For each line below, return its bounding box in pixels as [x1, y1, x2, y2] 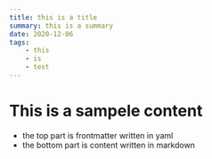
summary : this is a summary [9, 21, 114, 30]
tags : [9, 37, 29, 47]
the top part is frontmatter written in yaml [21, 130, 174, 140]
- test [25, 63, 50, 72]
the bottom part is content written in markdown [21, 139, 196, 150]
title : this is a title [9, 12, 98, 22]
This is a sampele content [9, 101, 203, 121]
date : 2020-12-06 [9, 29, 74, 38]
